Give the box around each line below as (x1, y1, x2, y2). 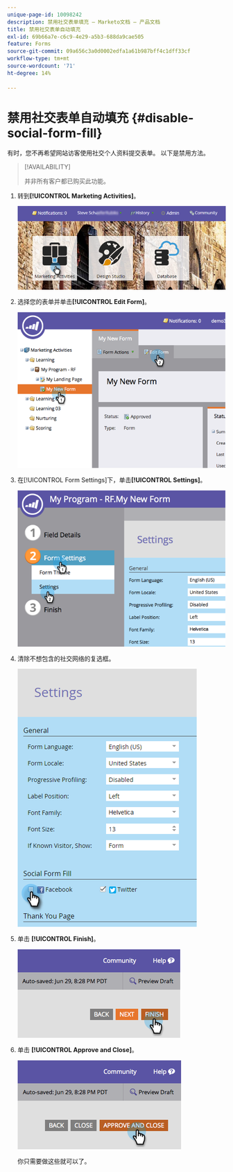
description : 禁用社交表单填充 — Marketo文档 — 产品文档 (7, 18, 161, 26)
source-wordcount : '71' (7, 62, 76, 69)
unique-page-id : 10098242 (7, 11, 82, 18)
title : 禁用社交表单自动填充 (7, 26, 81, 33)
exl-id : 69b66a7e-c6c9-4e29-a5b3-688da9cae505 (7, 33, 144, 40)
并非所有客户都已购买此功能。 (24, 177, 110, 185)
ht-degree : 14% (7, 69, 51, 76)
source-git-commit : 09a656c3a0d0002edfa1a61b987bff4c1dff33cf (7, 48, 191, 55)
